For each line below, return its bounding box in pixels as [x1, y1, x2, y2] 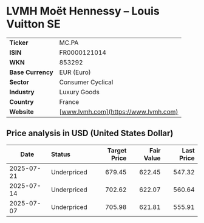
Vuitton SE [6, 17, 61, 31]
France [59, 97, 80, 106]
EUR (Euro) [59, 68, 91, 77]
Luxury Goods [59, 87, 100, 96]
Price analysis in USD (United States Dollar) [6, 128, 174, 139]
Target [107, 146, 127, 154]
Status [51, 150, 71, 159]
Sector [9, 78, 29, 86]
